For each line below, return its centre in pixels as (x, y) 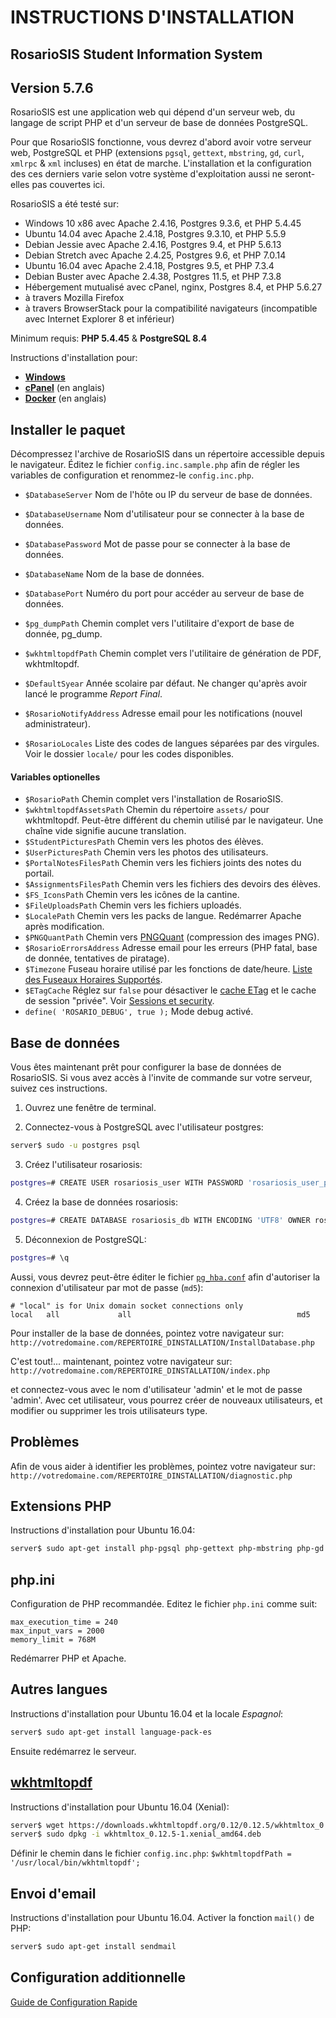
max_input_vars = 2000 (57, 1631)
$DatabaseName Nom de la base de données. (114, 574)
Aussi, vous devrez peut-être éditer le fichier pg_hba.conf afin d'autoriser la (165, 1277)
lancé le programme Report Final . (93, 694)
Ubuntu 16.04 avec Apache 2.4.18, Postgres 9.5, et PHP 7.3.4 (149, 266)
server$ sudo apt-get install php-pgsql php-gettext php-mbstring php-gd (167, 1549)
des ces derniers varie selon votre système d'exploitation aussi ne (146, 174)
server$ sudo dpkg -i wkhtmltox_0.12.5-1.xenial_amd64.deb (136, 1834)
